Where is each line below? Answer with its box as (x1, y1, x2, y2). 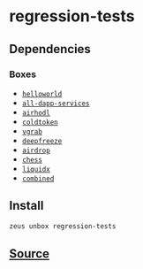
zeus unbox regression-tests (9, 221, 117, 231)
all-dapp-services (21, 99, 90, 108)
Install (9, 198, 44, 213)
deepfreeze (21, 136, 63, 145)
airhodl (21, 108, 50, 117)
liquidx (21, 165, 50, 173)
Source (9, 246, 50, 261)
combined (21, 174, 55, 183)
